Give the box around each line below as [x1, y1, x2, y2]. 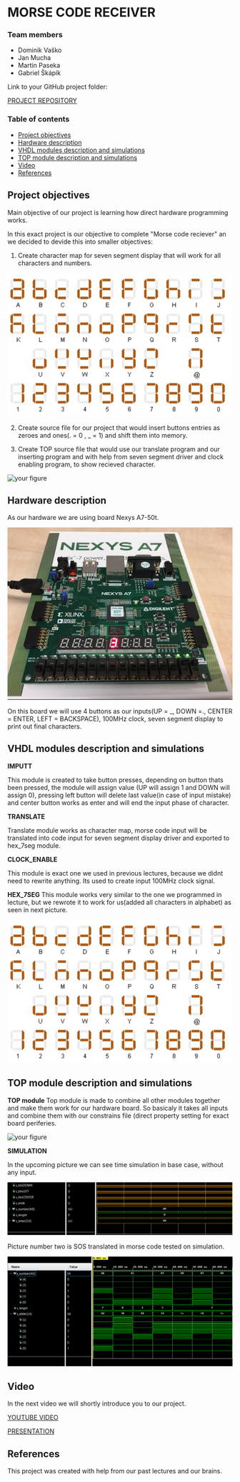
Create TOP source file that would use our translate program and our [17, 444, 220, 454]
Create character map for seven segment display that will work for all [17, 251, 221, 259]
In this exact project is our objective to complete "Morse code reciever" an [7, 229, 226, 238]
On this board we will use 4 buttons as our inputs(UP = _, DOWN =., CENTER [7, 707, 233, 716]
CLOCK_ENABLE [7, 855, 58, 863]
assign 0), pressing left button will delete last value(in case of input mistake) [7, 791, 231, 799]
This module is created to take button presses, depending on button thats [7, 776, 224, 784]
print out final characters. [7, 722, 82, 731]
